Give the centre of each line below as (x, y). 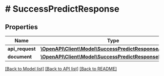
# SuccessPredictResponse (62, 9)
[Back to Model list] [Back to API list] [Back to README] (61, 69)
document (20, 57)
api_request (21, 49)
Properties (21, 27)
